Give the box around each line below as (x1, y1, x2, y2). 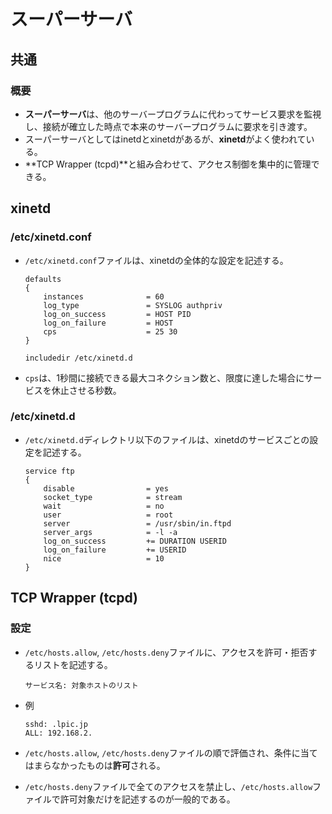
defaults (24, 274, 62, 284)
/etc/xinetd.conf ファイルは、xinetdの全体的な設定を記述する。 (24, 254, 289, 266)
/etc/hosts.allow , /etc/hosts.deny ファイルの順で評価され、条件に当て (24, 746, 318, 759)
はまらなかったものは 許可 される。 (24, 759, 166, 771)
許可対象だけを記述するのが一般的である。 (59, 793, 236, 805)
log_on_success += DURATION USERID (43, 536, 227, 546)
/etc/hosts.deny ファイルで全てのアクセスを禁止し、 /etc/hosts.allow (24, 780, 313, 792)
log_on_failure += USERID (43, 545, 187, 555)
